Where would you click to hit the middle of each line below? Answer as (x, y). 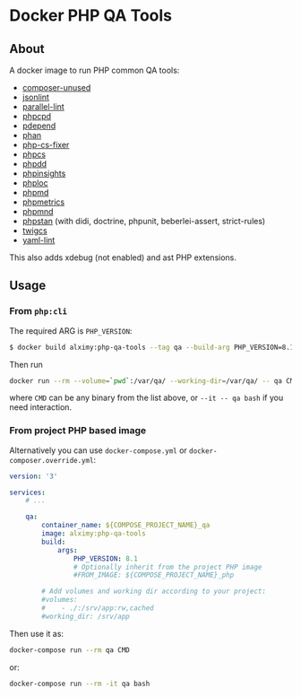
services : (28, 492)
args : (67, 550)
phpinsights (44, 173)
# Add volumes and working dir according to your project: (154, 592)
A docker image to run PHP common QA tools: (95, 70)
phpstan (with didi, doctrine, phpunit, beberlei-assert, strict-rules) (144, 221)
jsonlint (35, 97)
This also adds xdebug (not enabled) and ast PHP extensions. (123, 257)
